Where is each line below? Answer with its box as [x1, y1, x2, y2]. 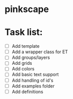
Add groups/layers [11, 54, 50, 61]
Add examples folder [11, 83, 55, 89]
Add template [11, 43, 40, 49]
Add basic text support [11, 71, 59, 77]
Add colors [11, 66, 35, 72]
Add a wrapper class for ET [11, 49, 68, 55]
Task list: [4, 27, 43, 38]
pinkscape [4, 4, 49, 15]
